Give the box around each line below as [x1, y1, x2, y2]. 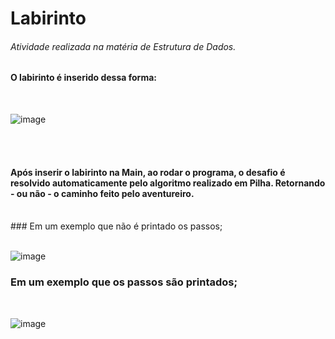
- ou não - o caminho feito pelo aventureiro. [10, 187, 195, 199]
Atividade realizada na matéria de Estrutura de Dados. [10, 40, 237, 52]
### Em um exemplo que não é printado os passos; [10, 220, 223, 232]
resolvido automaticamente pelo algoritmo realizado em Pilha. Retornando [10, 177, 326, 189]
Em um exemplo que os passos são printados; [10, 275, 238, 289]
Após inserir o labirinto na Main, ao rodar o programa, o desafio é [10, 166, 286, 178]
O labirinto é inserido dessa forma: [10, 72, 157, 84]
